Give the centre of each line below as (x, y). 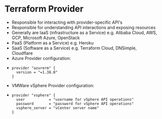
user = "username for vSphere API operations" (75, 99)
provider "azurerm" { (33, 68)
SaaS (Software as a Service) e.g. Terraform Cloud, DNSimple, (74, 48)
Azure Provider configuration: (41, 58)
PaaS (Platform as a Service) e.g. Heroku (53, 43)
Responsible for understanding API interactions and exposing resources (84, 27)
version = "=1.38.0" (37, 72)
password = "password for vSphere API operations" (75, 104)
